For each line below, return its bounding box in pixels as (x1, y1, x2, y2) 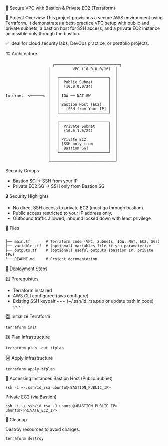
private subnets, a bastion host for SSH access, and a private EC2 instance (5, 25, 160, 31)
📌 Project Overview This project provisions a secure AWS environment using (5, 15, 163, 20)
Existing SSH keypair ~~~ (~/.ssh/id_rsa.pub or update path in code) (12, 298, 154, 304)
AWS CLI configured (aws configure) (12, 293, 89, 299)
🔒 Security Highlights (5, 193, 49, 199)
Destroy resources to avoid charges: (5, 426, 80, 432)
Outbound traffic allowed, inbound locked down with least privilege (12, 215, 151, 221)
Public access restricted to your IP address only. (12, 210, 113, 216)
